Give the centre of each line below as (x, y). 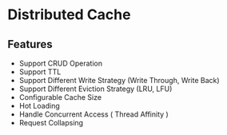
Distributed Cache (69, 15)
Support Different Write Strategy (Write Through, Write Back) (119, 80)
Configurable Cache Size (60, 97)
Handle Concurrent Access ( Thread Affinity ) (94, 114)
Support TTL (40, 72)
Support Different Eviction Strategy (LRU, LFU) (96, 89)
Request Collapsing (51, 123)
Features (30, 44)
